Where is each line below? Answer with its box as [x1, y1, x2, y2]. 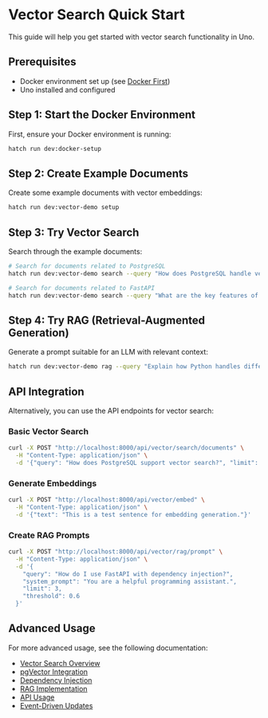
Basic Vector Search [8, 426, 89, 437]
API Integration [8, 385, 85, 399]
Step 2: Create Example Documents [8, 166, 189, 180]
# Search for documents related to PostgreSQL [8, 262, 166, 270]
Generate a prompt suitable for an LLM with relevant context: [8, 347, 209, 357]
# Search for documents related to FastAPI [8, 284, 156, 292]
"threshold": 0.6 [22, 593, 81, 601]
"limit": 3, [22, 585, 62, 593]
